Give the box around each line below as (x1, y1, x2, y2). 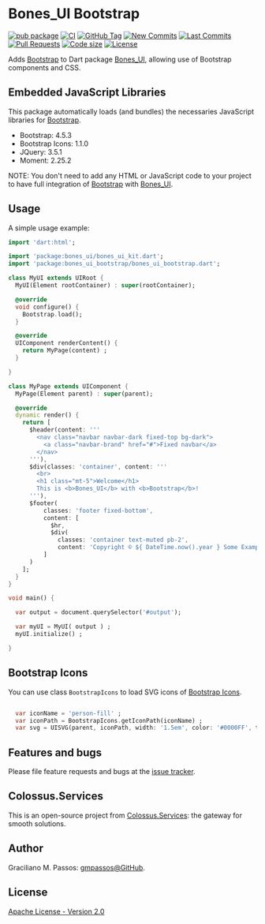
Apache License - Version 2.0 (8, 907, 105, 916)
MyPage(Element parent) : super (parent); (15, 390, 154, 398)
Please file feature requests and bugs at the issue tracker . (8, 767, 196, 776)
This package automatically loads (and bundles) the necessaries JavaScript (8, 107, 255, 116)
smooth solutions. (8, 818, 66, 829)
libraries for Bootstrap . (8, 115, 81, 125)
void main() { (8, 594, 55, 602)
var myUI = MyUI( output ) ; (15, 623, 111, 631)
